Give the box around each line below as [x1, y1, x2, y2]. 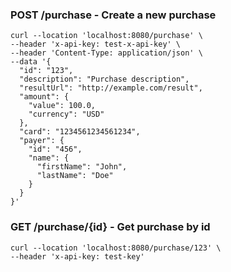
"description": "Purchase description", [19, 74, 190, 85]
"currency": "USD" [28, 109, 105, 120]
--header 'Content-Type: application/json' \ [10, 48, 203, 58]
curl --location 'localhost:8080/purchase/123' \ [10, 243, 222, 253]
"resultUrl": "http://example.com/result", [19, 83, 203, 93]
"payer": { [19, 136, 65, 146]
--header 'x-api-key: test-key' [10, 251, 145, 262]
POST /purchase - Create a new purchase [10, 8, 217, 22]
